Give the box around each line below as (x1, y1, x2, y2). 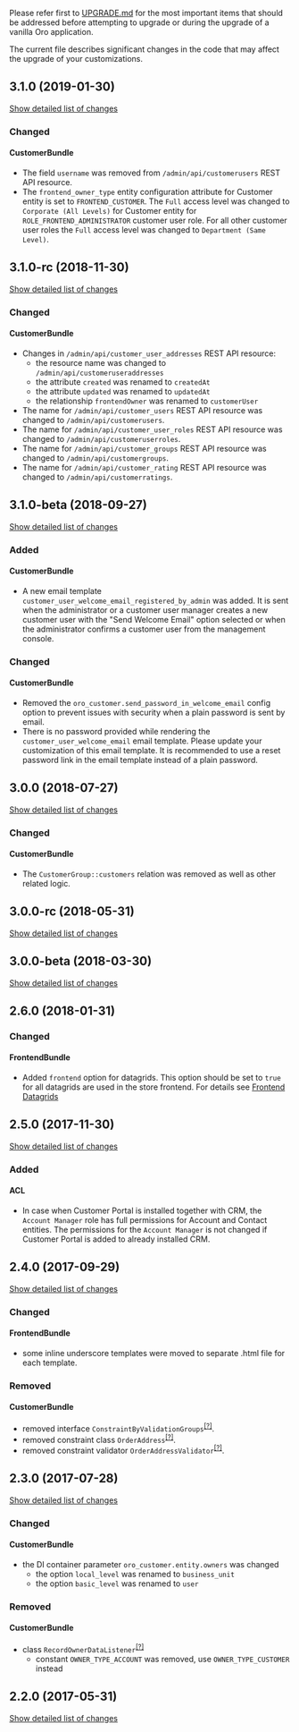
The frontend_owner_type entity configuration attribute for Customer (21, 186, 274, 197)
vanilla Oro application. (9, 27, 94, 37)
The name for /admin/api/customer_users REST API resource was (21, 404, 263, 415)
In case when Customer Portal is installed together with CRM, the (21, 1205, 262, 1216)
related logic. (21, 878, 71, 888)
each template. (21, 1357, 78, 1368)
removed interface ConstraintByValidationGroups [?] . (21, 1422, 215, 1434)
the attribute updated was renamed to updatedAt (35, 386, 211, 396)
